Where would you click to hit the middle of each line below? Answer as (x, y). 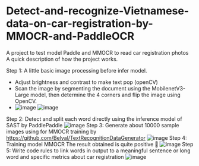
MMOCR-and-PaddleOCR (70, 36)
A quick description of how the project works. (62, 59)
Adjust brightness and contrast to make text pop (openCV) (86, 82)
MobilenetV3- (169, 88)
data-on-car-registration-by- (80, 24)
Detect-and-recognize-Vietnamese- (97, 11)
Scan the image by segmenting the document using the (83, 88)
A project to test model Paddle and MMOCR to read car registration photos (97, 52)
